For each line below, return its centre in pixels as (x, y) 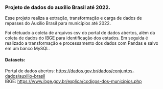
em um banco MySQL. (28, 49)
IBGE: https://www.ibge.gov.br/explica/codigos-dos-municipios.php (73, 81)
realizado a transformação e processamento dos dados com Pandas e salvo (82, 43)
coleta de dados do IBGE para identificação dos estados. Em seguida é (77, 38)
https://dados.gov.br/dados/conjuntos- (95, 71)
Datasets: (15, 59)
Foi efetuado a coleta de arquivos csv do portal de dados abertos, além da (80, 33)
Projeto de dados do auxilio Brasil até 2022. (58, 7)
